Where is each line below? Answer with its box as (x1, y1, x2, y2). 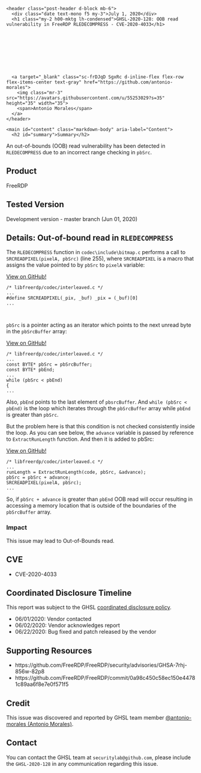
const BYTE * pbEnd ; (6, 367, 55, 373)
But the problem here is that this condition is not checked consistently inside (6, 423, 195, 430)
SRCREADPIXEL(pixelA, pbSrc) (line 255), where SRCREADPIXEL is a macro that (6, 255, 194, 262)
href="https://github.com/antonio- (83, 79, 173, 85)
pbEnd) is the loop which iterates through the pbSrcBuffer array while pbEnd (6, 405, 191, 412)
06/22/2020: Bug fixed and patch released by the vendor (14, 628, 157, 635)
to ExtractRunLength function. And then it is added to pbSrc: (6, 435, 154, 443)
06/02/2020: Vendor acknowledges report (14, 622, 120, 629)
